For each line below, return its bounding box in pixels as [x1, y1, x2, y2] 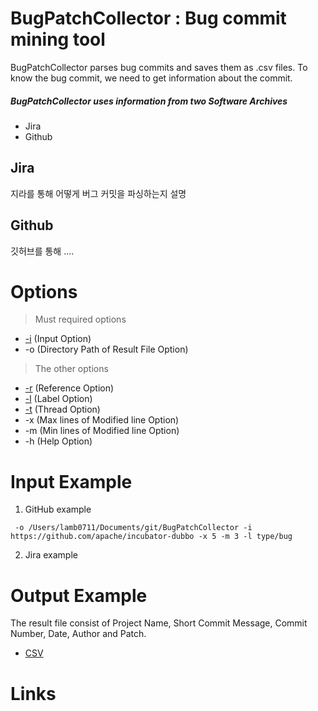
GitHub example [24, 503, 92, 516]
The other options [34, 363, 109, 375]
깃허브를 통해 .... [10, 245, 75, 257]
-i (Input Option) [24, 333, 92, 345]
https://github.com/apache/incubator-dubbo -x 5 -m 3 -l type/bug [10, 532, 293, 542]
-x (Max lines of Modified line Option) [24, 414, 180, 426]
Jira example [24, 549, 78, 561]
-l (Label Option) [24, 393, 93, 405]
